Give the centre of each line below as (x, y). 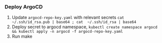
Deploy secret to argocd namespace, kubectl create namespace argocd (84, 27)
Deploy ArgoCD (24, 7)
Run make (22, 36)
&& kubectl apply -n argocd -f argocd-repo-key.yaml (67, 32)
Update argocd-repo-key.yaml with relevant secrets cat (68, 18)
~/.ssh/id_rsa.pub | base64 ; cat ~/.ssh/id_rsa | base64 (74, 22)
